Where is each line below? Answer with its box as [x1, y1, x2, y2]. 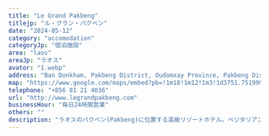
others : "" [8, 109, 45, 117]
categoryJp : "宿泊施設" [8, 42, 82, 50]
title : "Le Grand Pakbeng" [8, 11, 98, 20]
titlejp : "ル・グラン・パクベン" [8, 19, 108, 27]
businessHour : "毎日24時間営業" [8, 101, 110, 109]
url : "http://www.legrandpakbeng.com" [8, 94, 138, 102]
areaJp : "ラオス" [8, 57, 62, 65]
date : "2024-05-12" [8, 26, 74, 34]
